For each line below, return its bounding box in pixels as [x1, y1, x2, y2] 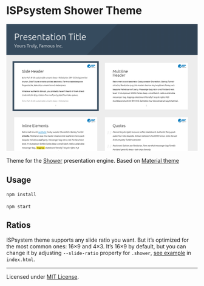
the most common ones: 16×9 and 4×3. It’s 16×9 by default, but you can [6, 242, 186, 250]
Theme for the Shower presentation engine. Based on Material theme [6, 157, 179, 165]
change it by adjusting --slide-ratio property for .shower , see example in [6, 249, 191, 256]
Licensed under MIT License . [6, 273, 80, 280]
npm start [6, 203, 32, 209]
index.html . [6, 256, 35, 263]
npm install [6, 191, 36, 197]
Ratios [6, 220, 31, 231]
